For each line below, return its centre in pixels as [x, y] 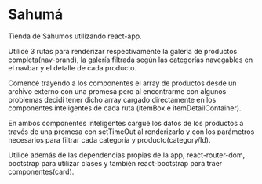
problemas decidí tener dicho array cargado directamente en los [112, 99]
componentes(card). [41, 171]
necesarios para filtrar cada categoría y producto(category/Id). [109, 139]
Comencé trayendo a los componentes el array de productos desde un [122, 83]
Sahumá [36, 14]
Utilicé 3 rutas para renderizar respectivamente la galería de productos [123, 51]
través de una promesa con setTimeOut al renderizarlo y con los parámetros [131, 132]
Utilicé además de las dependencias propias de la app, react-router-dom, [127, 155]
